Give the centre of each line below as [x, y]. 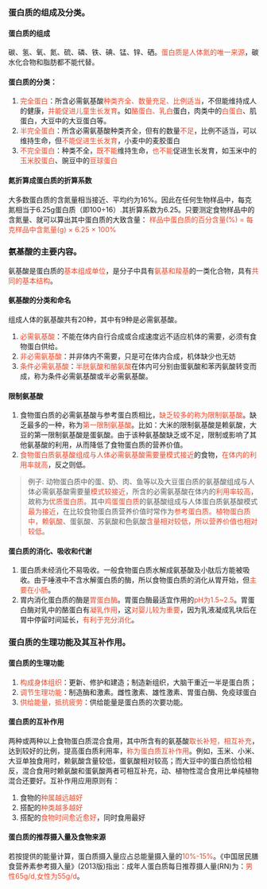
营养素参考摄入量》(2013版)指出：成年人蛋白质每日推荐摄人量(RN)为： [130, 866]
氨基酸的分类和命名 [40, 301]
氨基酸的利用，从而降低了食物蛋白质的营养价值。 [107, 445]
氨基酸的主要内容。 [45, 252]
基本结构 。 [39, 281]
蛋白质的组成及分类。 [49, 12]
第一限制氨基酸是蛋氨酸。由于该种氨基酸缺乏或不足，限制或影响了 [142, 435]
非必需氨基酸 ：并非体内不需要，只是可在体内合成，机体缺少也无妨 [128, 356]
